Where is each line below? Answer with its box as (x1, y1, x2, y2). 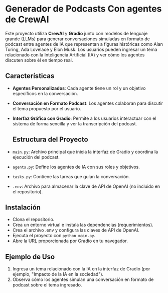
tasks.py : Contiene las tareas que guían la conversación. (12, 173, 130, 179)
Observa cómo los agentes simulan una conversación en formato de (12, 276, 154, 282)
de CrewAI (5, 14, 49, 25)
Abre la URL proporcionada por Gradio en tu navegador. (12, 238, 128, 244)
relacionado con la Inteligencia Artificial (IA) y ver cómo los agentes (5, 51, 145, 58)
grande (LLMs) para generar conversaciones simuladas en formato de (5, 36, 150, 42)
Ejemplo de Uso (5, 252, 55, 261)
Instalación (5, 203, 41, 211)
